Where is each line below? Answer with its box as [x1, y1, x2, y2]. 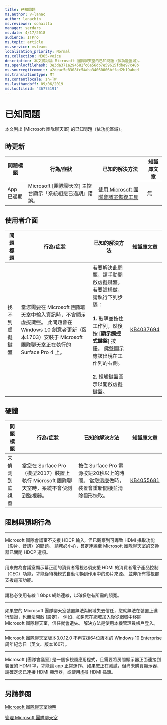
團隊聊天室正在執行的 [21, 341, 71, 348]
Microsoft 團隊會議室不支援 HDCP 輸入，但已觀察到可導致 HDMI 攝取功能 [5, 537, 155, 543]
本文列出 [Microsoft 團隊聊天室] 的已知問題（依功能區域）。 [5, 126, 125, 132]
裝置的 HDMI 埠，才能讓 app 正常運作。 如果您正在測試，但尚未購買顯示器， [5, 662, 162, 669]
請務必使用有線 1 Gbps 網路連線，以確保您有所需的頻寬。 [5, 592, 122, 598]
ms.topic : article [5, 40, 43, 45]
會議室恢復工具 [103, 194, 139, 201]
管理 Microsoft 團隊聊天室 [5, 714, 58, 720]
